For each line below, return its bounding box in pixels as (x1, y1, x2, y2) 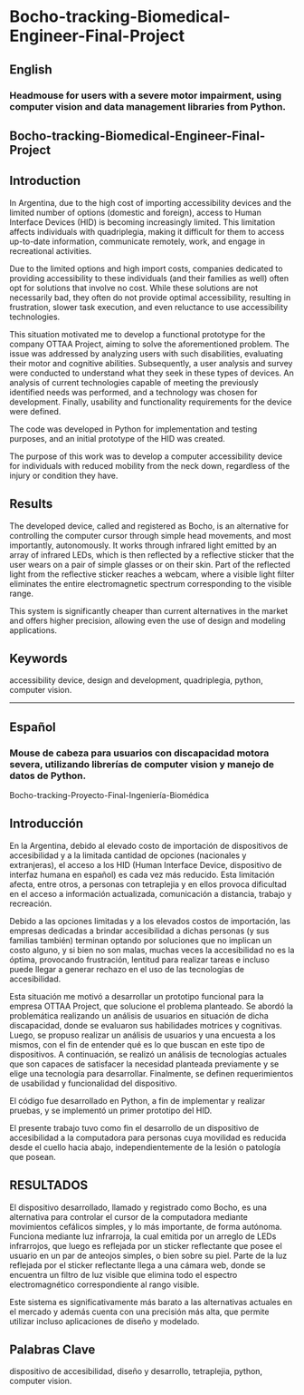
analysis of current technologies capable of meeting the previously (9, 376, 260, 387)
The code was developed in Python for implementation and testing (9, 424, 258, 434)
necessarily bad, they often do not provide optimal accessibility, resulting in (9, 292, 291, 303)
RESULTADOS (9, 1177, 89, 1194)
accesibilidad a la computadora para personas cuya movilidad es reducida (9, 1132, 287, 1143)
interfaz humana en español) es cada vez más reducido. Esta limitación (9, 869, 275, 880)
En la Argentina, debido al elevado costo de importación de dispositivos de (9, 840, 289, 851)
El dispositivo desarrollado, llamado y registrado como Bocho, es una (9, 1202, 267, 1213)
